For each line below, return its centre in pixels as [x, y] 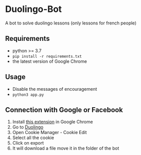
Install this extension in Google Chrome [53, 122]
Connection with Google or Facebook [64, 110]
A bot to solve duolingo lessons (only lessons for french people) [71, 23]
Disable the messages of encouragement [55, 89]
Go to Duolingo [28, 127]
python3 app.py [28, 95]
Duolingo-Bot [34, 9]
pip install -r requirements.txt [47, 56]
